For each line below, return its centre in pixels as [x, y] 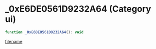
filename [14, 41]
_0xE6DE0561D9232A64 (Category [78, 9]
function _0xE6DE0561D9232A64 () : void [44, 32]
